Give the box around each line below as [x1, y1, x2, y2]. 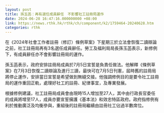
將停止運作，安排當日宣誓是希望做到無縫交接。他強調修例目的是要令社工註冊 [5, 74, 159, 80]
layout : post [5, 7, 32, 12]
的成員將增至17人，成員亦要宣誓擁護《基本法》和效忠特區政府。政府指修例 [5, 96, 155, 102]
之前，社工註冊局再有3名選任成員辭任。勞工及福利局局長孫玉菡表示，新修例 [5, 45, 158, 51]
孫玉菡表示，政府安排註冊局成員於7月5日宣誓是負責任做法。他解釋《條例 [5, 62, 151, 68]
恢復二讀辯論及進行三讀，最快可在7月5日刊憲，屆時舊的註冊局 [31, 68, 156, 74]
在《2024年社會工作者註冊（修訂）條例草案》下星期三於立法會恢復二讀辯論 [5, 39, 157, 45]
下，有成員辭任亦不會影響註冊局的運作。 [5, 52, 86, 57]
